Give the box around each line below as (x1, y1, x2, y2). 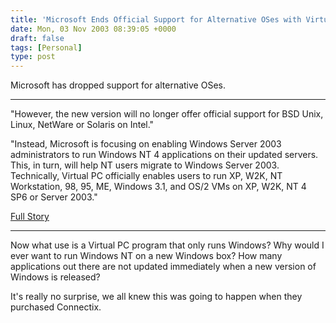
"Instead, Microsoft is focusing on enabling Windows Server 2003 (10, 138, 282, 150)
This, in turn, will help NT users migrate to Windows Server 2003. (10, 159, 280, 171)
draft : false (10, 33, 65, 43)
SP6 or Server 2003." (10, 191, 98, 203)
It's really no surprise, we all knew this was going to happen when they (10, 291, 303, 303)
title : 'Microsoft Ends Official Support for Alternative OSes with (10, 14, 302, 25)
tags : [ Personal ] (10, 42, 83, 53)
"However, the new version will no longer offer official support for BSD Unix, (10, 108, 324, 120)
